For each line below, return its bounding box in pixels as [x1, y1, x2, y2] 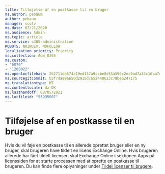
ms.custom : [5, 58, 27, 63]
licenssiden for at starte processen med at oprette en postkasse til [5, 158, 139, 164]
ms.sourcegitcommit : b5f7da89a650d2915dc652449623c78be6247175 [5, 76, 137, 81]
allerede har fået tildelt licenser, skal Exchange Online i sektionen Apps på [5, 153, 155, 159]
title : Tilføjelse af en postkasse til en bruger [5, 7, 109, 12]
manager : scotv [5, 21, 36, 26]
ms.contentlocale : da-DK [5, 85, 56, 90]
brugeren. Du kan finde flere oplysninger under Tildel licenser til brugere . [5, 163, 153, 169]
